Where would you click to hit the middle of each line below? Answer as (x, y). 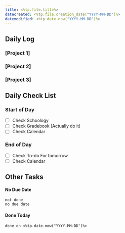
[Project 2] (18, 66)
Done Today (18, 215)
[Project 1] (18, 53)
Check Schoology (30, 120)
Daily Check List (31, 95)
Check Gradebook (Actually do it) (46, 126)
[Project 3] (18, 80)
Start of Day (20, 109)
